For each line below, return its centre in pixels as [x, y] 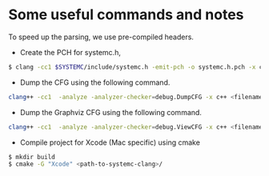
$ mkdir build [32, 157]
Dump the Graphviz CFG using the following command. [111, 112]
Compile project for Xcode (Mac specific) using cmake [110, 142]
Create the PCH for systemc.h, [70, 52]
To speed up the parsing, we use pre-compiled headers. [101, 37]
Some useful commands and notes [126, 15]
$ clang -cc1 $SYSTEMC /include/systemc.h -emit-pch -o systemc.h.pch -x [132, 67]
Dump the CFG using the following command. [95, 82]
